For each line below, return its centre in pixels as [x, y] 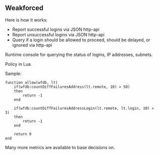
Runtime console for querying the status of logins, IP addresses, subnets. [79, 54]
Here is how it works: [26, 20]
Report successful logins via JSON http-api [56, 29]
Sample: [13, 74]
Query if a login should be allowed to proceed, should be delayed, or [81, 40]
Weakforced [24, 8]
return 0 [23, 134]
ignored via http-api [32, 45]
